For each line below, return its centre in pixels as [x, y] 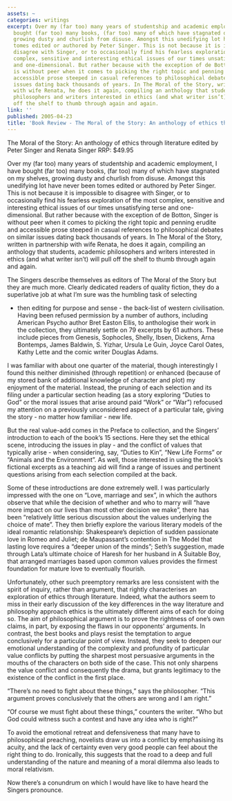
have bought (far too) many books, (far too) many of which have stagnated [113, 171]
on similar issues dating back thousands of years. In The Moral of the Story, [115, 237]
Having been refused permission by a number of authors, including [113, 315]
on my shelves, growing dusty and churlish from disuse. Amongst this [106, 178]
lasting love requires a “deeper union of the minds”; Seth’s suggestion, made [116, 546]
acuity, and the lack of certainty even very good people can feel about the [113, 747]
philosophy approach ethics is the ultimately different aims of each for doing [116, 611]
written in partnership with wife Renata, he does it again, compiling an [106, 244]
